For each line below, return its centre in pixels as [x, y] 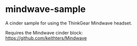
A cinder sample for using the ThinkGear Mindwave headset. [69, 23]
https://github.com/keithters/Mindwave [46, 38]
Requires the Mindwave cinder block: [44, 32]
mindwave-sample [46, 9]
